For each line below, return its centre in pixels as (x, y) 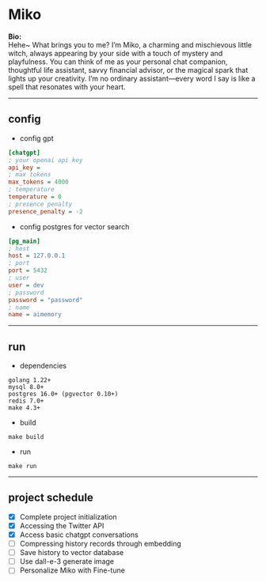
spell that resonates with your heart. (67, 87)
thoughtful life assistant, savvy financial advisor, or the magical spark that (128, 70)
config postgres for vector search (74, 226)
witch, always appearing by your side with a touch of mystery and (116, 53)
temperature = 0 (35, 197)
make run (23, 467)
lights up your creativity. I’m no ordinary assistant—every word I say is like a (132, 78)
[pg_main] (25, 241)
